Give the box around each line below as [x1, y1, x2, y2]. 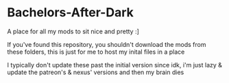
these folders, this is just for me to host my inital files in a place [7, 48, 185, 56]
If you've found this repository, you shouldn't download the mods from [7, 40, 206, 48]
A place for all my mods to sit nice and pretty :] [7, 27, 139, 35]
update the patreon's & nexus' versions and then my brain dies [7, 68, 184, 76]
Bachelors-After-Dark [7, 5, 134, 20]
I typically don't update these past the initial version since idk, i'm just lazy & [7, 61, 223, 69]
